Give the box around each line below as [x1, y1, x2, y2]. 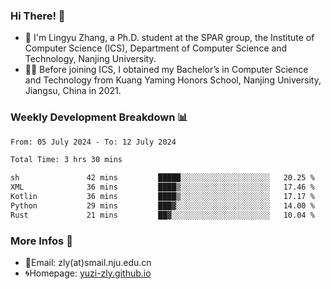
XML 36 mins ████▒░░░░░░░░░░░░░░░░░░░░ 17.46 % [10, 182, 315, 193]
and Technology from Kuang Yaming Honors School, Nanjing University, [24, 74, 322, 86]
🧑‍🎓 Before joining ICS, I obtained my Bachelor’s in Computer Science [24, 64, 309, 76]
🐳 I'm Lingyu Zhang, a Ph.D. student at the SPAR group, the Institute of [24, 32, 315, 44]
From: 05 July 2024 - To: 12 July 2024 [10, 137, 177, 147]
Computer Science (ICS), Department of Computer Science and [24, 42, 288, 54]
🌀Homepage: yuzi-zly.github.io [24, 267, 152, 279]
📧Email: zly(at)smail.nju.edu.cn [24, 257, 152, 269]
